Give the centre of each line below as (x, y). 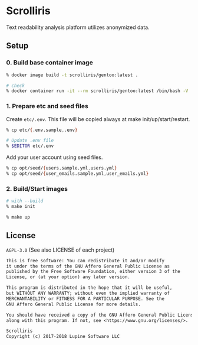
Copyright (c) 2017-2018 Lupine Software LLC (63, 337)
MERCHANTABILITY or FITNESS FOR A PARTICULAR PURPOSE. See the (85, 299)
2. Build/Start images (37, 188)
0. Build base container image (49, 63)
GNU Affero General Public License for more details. (74, 304)
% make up (18, 217)
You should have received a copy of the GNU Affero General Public (91, 315)
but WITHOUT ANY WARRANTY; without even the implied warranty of (88, 294)
